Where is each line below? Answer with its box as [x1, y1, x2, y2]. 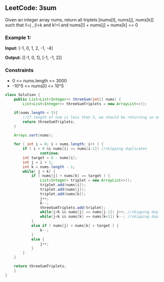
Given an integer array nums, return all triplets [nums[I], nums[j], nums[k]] [5, 17, 154, 22]
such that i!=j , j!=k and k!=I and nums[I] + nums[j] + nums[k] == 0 [5, 22, 138, 28]
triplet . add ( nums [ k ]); [40, 191, 86, 196]
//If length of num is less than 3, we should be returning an [22, 114, 154, 120]
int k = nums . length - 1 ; [22, 164, 76, 169]
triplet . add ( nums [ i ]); [40, 183, 86, 188]
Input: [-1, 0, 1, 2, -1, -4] [5, 45, 53, 51]
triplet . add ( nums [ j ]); [40, 187, 86, 192]
